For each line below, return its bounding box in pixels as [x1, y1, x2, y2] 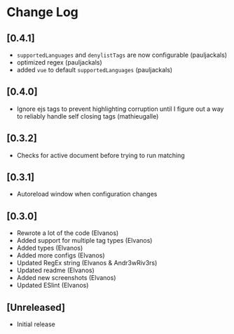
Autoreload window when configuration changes [16, 190, 158, 199]
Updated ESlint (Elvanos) [16, 281, 89, 290]
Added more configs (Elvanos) [16, 251, 106, 260]
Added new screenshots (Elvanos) [16, 274, 116, 282]
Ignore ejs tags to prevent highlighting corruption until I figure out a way [16, 105, 224, 113]
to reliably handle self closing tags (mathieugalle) [16, 112, 159, 120]
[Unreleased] [6, 301, 66, 313]
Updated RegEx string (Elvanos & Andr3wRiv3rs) [16, 259, 158, 267]
